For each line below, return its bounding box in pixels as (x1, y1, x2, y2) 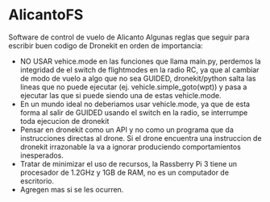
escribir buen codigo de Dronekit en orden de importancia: (8, 40, 203, 50)
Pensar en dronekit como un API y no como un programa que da (19, 125, 234, 134)
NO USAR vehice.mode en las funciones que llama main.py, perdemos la (19, 56, 261, 66)
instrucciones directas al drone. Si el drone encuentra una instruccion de (19, 133, 262, 142)
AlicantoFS (8, 6, 84, 24)
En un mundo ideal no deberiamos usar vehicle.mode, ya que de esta (19, 99, 251, 109)
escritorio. (19, 175, 55, 186)
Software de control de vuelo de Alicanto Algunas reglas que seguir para (8, 32, 250, 42)
